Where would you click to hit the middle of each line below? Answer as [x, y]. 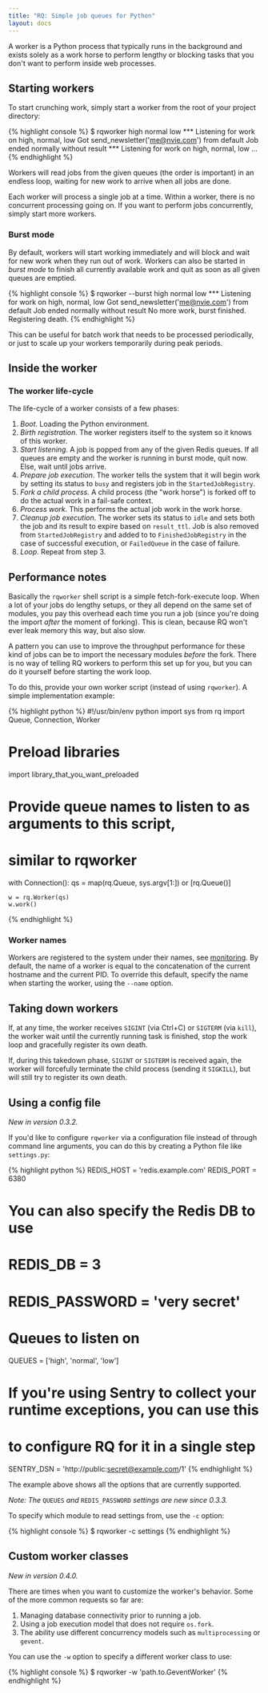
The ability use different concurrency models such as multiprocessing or [140, 1632]
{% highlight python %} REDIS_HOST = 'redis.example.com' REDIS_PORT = [133, 1170]
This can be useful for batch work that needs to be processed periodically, [131, 335]
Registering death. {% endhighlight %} [72, 319]
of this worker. [44, 441]
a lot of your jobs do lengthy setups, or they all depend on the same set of [130, 605]
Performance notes [58, 577]
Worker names [38, 940]
